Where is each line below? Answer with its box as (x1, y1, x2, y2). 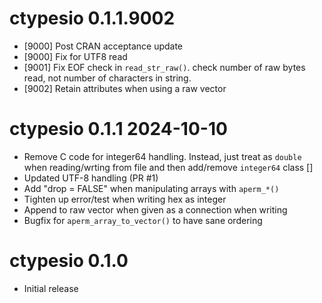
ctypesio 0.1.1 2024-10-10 (9, 118, 228, 141)
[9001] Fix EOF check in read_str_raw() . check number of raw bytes (23, 61, 306, 73)
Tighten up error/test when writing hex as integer (23, 193, 227, 205)
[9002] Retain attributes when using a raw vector (23, 82, 227, 94)
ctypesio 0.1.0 (9, 250, 129, 272)
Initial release (23, 282, 79, 294)
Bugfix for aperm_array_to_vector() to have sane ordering (23, 214, 263, 226)
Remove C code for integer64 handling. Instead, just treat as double (23, 150, 302, 162)
